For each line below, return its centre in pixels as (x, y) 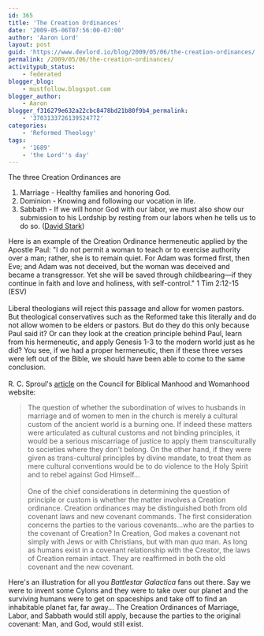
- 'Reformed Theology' (59, 133)
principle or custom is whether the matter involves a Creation (126, 500)
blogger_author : (35, 96)
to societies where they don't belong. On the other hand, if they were (139, 450)
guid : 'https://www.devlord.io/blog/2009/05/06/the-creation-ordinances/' (134, 52)
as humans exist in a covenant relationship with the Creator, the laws (139, 550)
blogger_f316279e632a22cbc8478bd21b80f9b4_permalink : (99, 111)
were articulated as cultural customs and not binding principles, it (134, 433)
